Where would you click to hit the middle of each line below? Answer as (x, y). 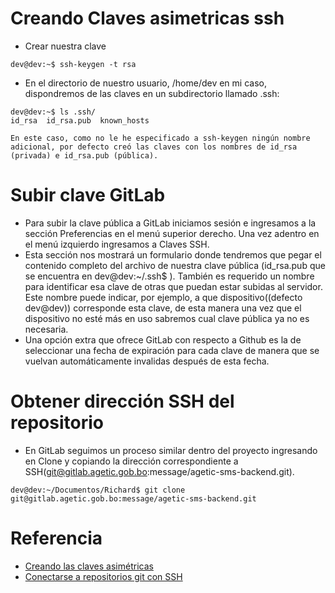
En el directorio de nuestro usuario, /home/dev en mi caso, (145, 83)
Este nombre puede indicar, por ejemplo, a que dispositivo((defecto (163, 297)
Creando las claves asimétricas (89, 566)
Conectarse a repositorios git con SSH (103, 576)
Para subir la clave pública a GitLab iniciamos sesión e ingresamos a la (170, 223)
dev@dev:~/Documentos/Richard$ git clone (98, 490)
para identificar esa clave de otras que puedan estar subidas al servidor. (173, 286)
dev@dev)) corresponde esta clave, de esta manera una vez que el (163, 308)
